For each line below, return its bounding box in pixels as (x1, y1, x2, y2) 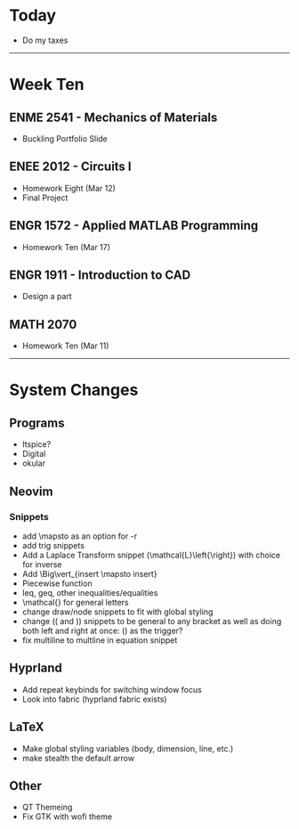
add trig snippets (21, 540, 85, 550)
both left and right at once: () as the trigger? (21, 625, 183, 636)
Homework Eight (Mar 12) (21, 183, 116, 193)
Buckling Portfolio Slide (21, 133, 109, 143)
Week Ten (9, 75, 85, 94)
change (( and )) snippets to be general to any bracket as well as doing (21, 615, 282, 626)
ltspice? (21, 439, 52, 450)
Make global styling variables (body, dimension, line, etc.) (21, 743, 234, 753)
